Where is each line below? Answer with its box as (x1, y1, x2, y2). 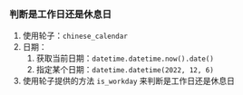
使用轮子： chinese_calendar (22, 30, 129, 42)
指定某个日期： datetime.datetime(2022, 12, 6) (35, 64, 215, 75)
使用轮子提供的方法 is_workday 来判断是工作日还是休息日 (22, 75, 236, 87)
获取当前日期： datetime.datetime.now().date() (35, 52, 215, 64)
